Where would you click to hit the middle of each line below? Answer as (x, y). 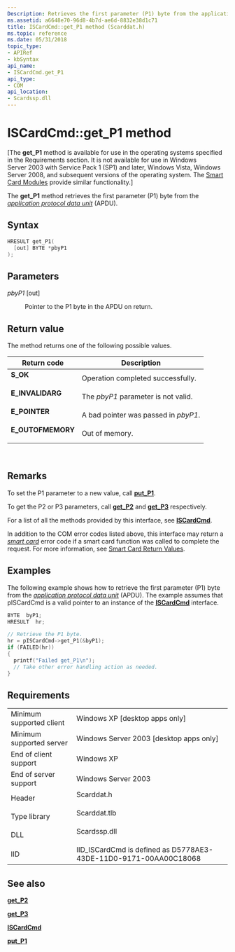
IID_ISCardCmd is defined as (123, 850)
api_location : (28, 92)
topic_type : (24, 46)
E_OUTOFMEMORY (43, 430)
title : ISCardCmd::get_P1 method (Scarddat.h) (76, 27)
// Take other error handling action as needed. (86, 667)
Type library (30, 817)
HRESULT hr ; (26, 622)
